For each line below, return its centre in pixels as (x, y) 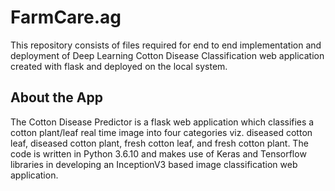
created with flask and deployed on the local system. (119, 66)
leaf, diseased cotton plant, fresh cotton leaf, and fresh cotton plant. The (159, 143)
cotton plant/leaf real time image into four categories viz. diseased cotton (161, 132)
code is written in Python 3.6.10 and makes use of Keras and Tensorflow (158, 153)
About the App (56, 97)
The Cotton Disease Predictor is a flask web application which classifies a (162, 122)
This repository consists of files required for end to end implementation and (166, 45)
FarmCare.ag (66, 17)
